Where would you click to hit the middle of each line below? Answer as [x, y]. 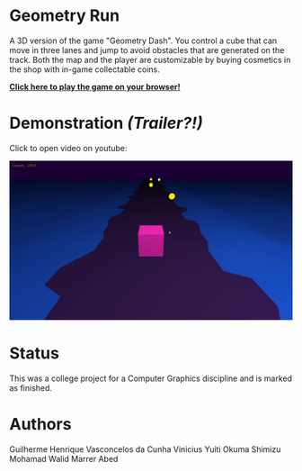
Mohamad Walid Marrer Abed [64, 458]
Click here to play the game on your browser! [95, 86]
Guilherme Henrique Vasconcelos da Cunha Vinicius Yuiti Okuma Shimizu [145, 449]
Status [35, 353]
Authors [40, 424]
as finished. [31, 387]
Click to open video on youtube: [68, 148]
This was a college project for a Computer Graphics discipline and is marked [151, 378]
